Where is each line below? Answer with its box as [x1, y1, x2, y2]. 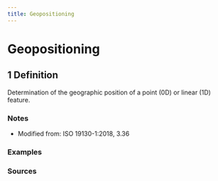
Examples [7, 147, 43, 157]
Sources [7, 166, 37, 176]
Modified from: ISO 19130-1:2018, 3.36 [17, 129, 130, 138]
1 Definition [7, 69, 59, 82]
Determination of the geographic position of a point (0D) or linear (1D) [7, 88, 212, 97]
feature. [7, 95, 31, 104]
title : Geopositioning [7, 10, 75, 18]
